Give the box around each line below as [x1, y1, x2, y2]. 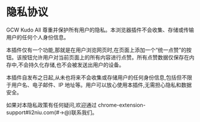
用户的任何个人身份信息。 [6, 33, 69, 40]
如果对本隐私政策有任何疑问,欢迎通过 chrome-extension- [6, 101, 146, 108]
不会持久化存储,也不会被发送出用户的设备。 [18, 61, 125, 68]
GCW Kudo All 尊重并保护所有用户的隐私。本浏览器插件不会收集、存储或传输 [6, 26, 194, 33]
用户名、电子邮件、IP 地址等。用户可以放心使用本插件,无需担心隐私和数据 [11, 81, 192, 88]
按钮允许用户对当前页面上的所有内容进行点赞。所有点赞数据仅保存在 [21, 54, 189, 61]
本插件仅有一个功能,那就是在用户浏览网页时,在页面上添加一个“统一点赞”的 [6, 46, 187, 54]
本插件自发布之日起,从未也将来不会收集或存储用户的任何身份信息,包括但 [6, 74, 182, 81]
